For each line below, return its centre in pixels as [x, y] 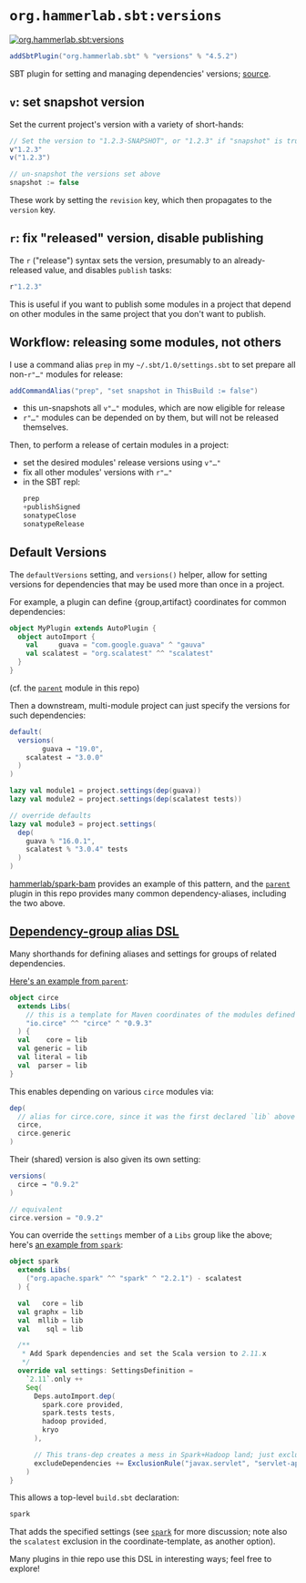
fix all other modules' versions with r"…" [97, 473]
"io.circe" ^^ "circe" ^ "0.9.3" [89, 1023]
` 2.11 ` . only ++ [55, 1379]
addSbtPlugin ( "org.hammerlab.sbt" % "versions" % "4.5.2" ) [124, 56]
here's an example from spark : [66, 1245]
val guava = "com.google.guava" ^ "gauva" [116, 645]
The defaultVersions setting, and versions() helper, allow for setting [138, 574]
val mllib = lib [51, 1320]
